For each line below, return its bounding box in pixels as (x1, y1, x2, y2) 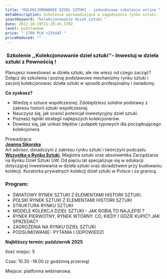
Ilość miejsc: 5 (5, 249, 35, 255)
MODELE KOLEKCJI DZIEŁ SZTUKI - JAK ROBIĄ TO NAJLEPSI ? (12, 208, 145, 214)
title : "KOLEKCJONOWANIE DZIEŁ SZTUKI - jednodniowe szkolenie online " (5, 7, 161, 13)
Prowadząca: (5, 136, 33, 142)
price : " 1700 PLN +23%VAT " (5, 31, 66, 36)
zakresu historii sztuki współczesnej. (12, 105, 89, 111)
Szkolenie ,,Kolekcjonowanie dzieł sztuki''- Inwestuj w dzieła (6, 52, 159, 59)
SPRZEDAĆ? (12, 219, 39, 225)
